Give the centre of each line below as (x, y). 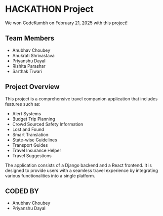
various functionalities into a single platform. (50, 175)
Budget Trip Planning (34, 119)
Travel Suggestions (32, 155)
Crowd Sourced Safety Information (48, 124)
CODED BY (22, 191)
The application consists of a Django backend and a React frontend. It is (79, 165)
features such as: (23, 104)
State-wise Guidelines (35, 140)
